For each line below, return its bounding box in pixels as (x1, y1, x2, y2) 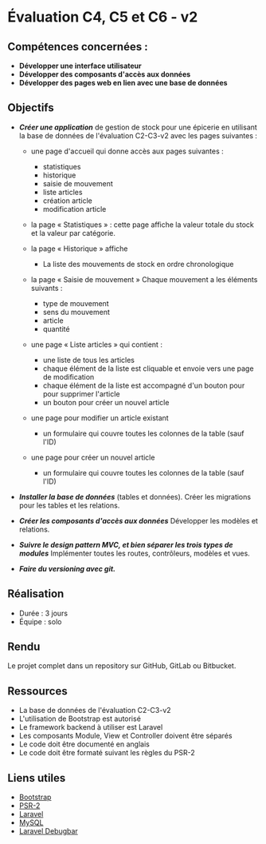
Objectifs (7, 101, 55, 115)
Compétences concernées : (7, 40, 148, 54)
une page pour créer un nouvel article (30, 452, 155, 462)
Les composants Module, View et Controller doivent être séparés (18, 731, 233, 741)
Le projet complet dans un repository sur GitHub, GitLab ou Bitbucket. (7, 661, 237, 671)
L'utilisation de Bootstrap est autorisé (18, 714, 141, 723)
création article (42, 196, 93, 205)
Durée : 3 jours (18, 608, 68, 618)
